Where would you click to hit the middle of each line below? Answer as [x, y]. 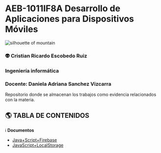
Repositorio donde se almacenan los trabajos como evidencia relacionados [81, 95]
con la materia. [20, 100]
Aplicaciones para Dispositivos [70, 19]
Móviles [22, 29]
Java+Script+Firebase [34, 140]
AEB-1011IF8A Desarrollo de [63, 9]
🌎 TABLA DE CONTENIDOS [47, 116]
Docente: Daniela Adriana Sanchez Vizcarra [58, 84]
